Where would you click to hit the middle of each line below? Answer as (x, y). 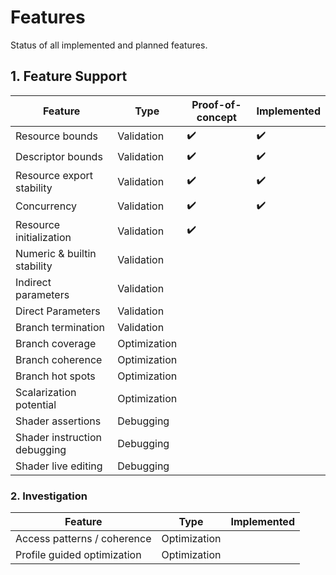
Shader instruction (58, 437)
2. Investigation (49, 496)
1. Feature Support (69, 76)
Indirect (33, 282)
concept (216, 117)
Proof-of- (216, 104)
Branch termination (60, 327)
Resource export (54, 175)
